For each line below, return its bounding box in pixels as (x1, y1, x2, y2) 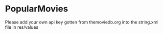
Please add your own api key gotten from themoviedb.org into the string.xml (5, 19, 159, 25)
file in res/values (5, 24, 39, 30)
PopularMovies (5, 3, 69, 14)
